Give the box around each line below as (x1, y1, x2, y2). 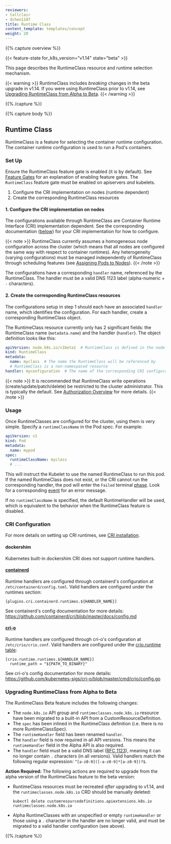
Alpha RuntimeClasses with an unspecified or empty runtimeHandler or (12, 812, 161, 819)
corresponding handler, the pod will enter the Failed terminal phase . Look (5, 482, 160, 488)
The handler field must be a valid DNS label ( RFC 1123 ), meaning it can (12, 748, 161, 754)
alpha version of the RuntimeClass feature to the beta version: (5, 774, 135, 780)
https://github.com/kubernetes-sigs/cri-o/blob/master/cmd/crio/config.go (5, 676, 161, 682)
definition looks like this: (5, 335, 56, 341)
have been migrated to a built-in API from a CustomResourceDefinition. (12, 715, 162, 721)
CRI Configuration (5, 521, 51, 528)
